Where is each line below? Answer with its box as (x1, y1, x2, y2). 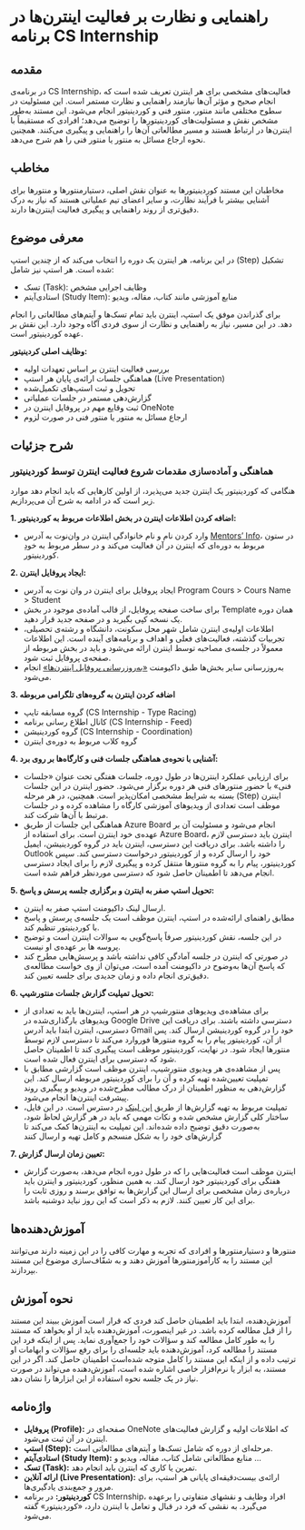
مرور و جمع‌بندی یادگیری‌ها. (23, 1481, 114, 1492)
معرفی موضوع (10, 230, 84, 246)
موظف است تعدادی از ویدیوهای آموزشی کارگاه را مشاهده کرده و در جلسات (23, 800, 280, 811)
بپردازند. (10, 1265, 39, 1276)
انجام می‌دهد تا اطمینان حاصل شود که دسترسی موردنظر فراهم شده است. (23, 867, 275, 878)
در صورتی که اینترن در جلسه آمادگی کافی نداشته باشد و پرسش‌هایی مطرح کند (23, 951, 289, 962)
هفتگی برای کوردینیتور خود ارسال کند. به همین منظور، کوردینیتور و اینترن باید (23, 1176, 280, 1187)
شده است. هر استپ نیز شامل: (10, 263, 114, 274)
